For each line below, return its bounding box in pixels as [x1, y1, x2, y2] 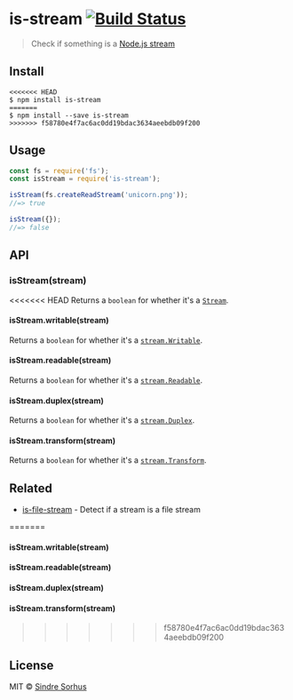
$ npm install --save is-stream [9, 111, 129, 120]
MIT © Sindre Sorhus [9, 680, 87, 692]
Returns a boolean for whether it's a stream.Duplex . [9, 415, 195, 426]
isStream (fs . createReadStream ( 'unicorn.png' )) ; [9, 191, 189, 200]
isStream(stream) [9, 274, 87, 287]
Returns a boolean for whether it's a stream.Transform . [9, 455, 207, 465]
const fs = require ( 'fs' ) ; [9, 166, 109, 175]
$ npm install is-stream [9, 95, 101, 104]
